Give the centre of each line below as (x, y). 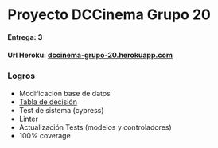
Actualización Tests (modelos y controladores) (95, 127)
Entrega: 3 (25, 37)
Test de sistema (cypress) (61, 110)
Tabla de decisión (48, 102)
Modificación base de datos (64, 93)
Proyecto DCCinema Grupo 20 (109, 15)
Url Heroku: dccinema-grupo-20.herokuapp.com (90, 55)
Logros (21, 76)
